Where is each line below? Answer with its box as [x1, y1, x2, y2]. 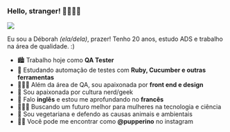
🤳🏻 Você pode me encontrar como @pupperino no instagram [17, 117, 194, 126]
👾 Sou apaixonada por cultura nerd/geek [17, 88, 134, 96]
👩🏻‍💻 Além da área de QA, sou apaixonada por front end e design [17, 81, 204, 89]
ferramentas [17, 73, 54, 82]
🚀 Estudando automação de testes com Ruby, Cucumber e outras [17, 66, 206, 75]
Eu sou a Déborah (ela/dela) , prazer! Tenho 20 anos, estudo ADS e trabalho [7, 35, 224, 44]
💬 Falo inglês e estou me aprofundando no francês [17, 95, 164, 104]
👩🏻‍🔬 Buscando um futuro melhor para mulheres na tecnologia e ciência [17, 103, 222, 111]
